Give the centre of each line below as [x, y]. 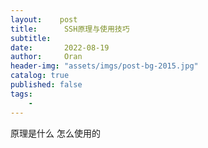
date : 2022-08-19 [60, 47]
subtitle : [31, 38]
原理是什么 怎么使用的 [55, 133]
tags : [21, 94]
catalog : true [40, 76]
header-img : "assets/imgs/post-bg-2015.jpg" [104, 66]
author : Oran [46, 57]
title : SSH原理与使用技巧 [70, 29]
